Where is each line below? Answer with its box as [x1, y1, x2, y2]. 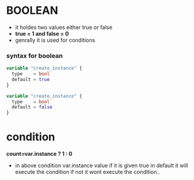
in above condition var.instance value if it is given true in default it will [15, 162, 189, 169]
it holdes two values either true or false [15, 24, 113, 31]
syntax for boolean [6, 51, 63, 60]
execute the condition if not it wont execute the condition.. [15, 169, 160, 176]
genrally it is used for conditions [15, 36, 95, 43]
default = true [11, 76, 50, 82]
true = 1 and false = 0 [15, 30, 70, 37]
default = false [11, 104, 53, 111]
